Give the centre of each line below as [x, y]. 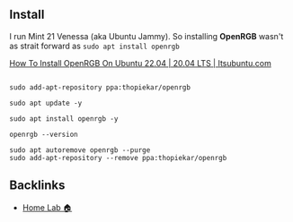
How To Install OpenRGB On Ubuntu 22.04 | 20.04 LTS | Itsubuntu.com [140, 63]
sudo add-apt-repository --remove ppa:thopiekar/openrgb [118, 158]
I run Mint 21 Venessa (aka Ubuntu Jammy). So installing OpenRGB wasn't [146, 36]
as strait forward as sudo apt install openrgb [94, 46]
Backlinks [37, 186]
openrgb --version [44, 134]
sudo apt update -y [46, 103]
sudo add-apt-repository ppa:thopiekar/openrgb [100, 87]
